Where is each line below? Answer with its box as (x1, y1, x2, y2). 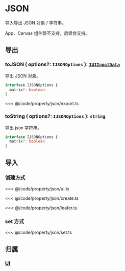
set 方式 (5, 218, 25, 225)
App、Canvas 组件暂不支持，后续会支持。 (5, 30, 90, 36)
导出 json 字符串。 (5, 125, 42, 131)
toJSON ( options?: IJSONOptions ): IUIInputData (5, 61, 120, 68)
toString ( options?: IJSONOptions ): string (5, 113, 105, 120)
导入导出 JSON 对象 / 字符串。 (5, 20, 67, 26)
